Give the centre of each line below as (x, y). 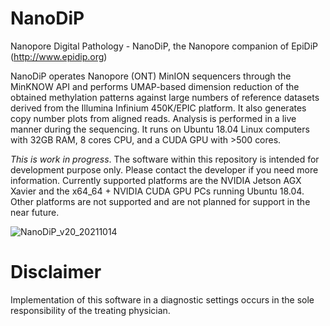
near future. (35, 212)
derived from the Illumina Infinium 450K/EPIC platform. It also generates (158, 108)
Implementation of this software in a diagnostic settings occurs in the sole (162, 299)
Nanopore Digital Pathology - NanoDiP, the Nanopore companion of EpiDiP (164, 46)
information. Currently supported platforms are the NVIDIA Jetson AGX (156, 180)
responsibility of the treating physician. (90, 310)
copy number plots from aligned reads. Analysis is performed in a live (153, 118)
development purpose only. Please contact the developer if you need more (164, 169)
